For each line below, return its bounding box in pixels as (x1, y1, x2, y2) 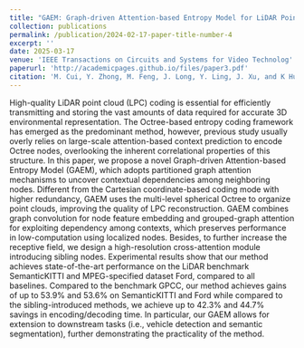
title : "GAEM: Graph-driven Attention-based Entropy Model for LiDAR (9, 13, 278, 23)
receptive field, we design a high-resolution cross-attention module (9, 241, 261, 252)
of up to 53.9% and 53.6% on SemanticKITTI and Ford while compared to (9, 289, 283, 300)
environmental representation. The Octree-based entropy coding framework (9, 116, 294, 127)
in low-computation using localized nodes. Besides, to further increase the (9, 232, 288, 243)
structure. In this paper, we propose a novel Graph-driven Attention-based (9, 155, 287, 166)
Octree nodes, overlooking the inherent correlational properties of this (9, 145, 271, 156)
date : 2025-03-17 (9, 47, 75, 56)
